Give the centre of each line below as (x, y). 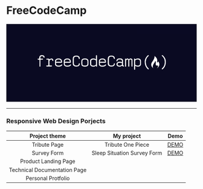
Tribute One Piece (127, 144)
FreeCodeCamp (47, 11)
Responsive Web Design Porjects (56, 121)
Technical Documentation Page (48, 170)
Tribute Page (48, 144)
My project (127, 136)
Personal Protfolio (48, 178)
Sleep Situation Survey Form (127, 153)
